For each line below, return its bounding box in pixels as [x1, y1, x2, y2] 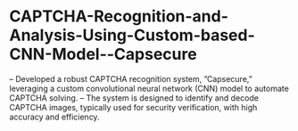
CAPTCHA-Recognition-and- [9, 6, 229, 27]
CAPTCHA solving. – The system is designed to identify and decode [9, 92, 259, 103]
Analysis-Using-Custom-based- [9, 25, 256, 45]
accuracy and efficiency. [9, 111, 100, 122]
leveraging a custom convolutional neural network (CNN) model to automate [9, 83, 290, 94]
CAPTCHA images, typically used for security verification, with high [9, 102, 258, 112]
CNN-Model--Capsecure [9, 45, 198, 64]
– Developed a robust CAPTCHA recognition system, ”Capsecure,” [9, 73, 252, 84]
